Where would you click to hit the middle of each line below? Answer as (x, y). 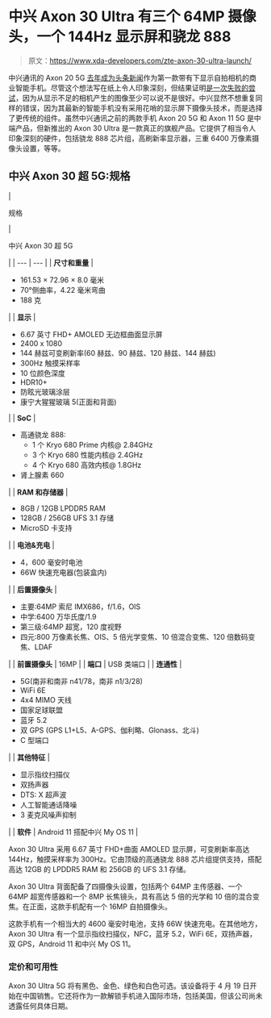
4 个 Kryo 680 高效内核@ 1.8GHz (87, 465)
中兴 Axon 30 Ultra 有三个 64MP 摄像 (132, 17)
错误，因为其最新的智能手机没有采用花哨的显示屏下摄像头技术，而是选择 (142, 108)
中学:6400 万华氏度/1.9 (58, 616)
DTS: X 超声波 (43, 795)
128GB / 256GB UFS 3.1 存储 (67, 518)
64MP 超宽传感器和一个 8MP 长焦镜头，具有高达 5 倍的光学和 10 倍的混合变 (134, 896)
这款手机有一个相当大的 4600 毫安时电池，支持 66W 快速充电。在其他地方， (135, 924)
